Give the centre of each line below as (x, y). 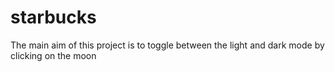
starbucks (53, 17)
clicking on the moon (53, 55)
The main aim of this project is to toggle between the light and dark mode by (167, 45)
